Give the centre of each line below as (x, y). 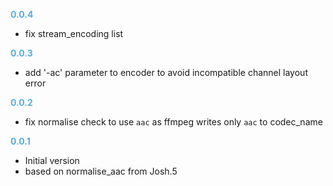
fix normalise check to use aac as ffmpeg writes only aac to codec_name (173, 122)
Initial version (52, 160)
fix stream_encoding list (74, 33)
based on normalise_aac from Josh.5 (101, 171)
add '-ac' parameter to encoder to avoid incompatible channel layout (166, 72)
